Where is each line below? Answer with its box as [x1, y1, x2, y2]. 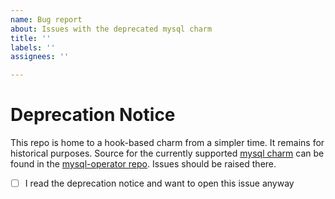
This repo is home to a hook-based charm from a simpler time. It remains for [10, 137, 325, 149]
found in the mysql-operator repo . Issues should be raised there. [10, 158, 277, 170]
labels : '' [10, 42, 56, 53]
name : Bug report [10, 14, 83, 25]
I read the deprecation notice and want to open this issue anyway [24, 177, 295, 190]
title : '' [10, 33, 52, 43]
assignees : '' [10, 52, 70, 62]
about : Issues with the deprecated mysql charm [10, 24, 213, 34]
